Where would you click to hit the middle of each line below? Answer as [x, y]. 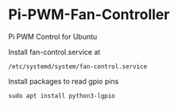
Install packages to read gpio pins [64, 81]
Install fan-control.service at [54, 52]
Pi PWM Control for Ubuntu [53, 37]
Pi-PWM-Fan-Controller [89, 15]
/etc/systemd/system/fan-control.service [78, 66]
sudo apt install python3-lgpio [62, 96]
